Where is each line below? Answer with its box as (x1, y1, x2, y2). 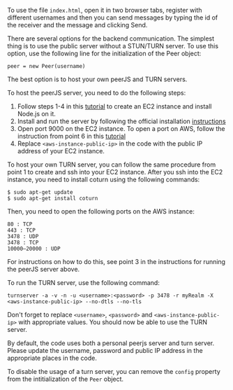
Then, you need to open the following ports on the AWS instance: (7, 207, 195, 216)
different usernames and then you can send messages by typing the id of (7, 13, 218, 22)
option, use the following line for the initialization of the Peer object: (7, 49, 202, 57)
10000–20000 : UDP (7, 245, 61, 252)
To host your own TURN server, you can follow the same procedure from (7, 160, 216, 169)
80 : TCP (7, 221, 33, 228)
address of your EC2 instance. (17, 147, 105, 155)
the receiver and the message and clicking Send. (7, 21, 148, 29)
